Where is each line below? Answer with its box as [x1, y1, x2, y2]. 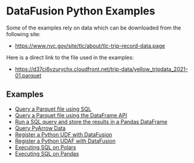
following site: [6, 30, 41, 37]
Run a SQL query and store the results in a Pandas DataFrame [14, 118, 168, 125]
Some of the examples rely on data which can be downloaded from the [6, 24, 181, 31]
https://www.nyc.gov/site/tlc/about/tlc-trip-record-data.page [14, 42, 166, 49]
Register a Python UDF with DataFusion [14, 131, 113, 138]
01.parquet [14, 72, 42, 79]
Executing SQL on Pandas [14, 150, 79, 157]
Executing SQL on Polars [14, 143, 77, 151]
